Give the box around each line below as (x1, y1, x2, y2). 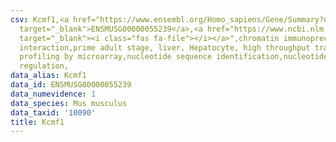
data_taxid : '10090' (10, 107, 97, 118)
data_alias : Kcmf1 (10, 71, 87, 81)
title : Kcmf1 (10, 117, 65, 127)
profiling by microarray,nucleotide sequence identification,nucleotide (19, 52, 329, 62)
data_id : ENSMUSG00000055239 (10, 80, 132, 90)
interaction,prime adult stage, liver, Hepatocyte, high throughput (19, 42, 311, 53)
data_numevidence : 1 (10, 89, 97, 99)
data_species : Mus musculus (10, 98, 128, 108)
